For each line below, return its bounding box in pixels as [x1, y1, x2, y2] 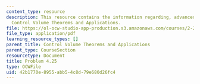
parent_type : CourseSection [6, 47, 76, 53]
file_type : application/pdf [6, 31, 76, 37]
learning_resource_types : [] [6, 36, 79, 42]
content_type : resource [6, 8, 65, 15]
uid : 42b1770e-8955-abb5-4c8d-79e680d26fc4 [6, 69, 116, 75]
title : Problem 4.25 [6, 58, 58, 64]
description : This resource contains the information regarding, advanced [6, 14, 196, 20]
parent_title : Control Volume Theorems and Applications [6, 42, 151, 48]
